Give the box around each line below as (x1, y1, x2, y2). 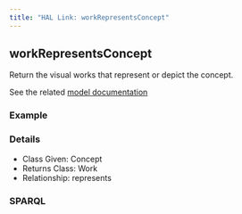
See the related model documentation (9, 86, 148, 98)
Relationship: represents (21, 172, 112, 183)
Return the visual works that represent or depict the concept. (9, 70, 234, 80)
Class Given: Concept (21, 153, 103, 164)
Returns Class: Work (21, 162, 98, 174)
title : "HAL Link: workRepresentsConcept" (9, 12, 170, 22)
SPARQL (9, 194, 46, 207)
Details (9, 133, 41, 145)
